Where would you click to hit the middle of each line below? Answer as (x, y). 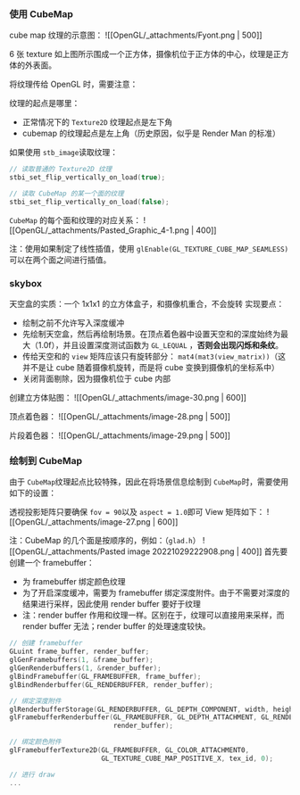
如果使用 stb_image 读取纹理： (64, 153)
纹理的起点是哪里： (45, 104)
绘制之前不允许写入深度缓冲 (73, 323)
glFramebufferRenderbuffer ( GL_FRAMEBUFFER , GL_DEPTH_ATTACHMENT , (133, 717)
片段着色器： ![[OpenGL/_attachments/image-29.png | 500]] (120, 435)
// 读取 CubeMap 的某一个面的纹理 (67, 194)
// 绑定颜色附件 (35, 742)
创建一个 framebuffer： (52, 563)
